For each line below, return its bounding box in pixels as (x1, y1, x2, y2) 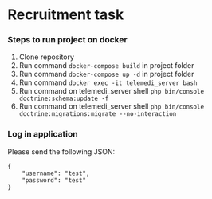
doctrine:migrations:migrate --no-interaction (18, 110, 177, 118)
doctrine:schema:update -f (18, 94, 109, 103)
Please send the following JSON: (7, 146, 116, 157)
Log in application (7, 129, 78, 140)
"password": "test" (22, 176, 87, 185)
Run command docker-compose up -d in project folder (18, 70, 194, 79)
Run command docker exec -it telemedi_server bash (18, 78, 198, 87)
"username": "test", (22, 169, 90, 177)
